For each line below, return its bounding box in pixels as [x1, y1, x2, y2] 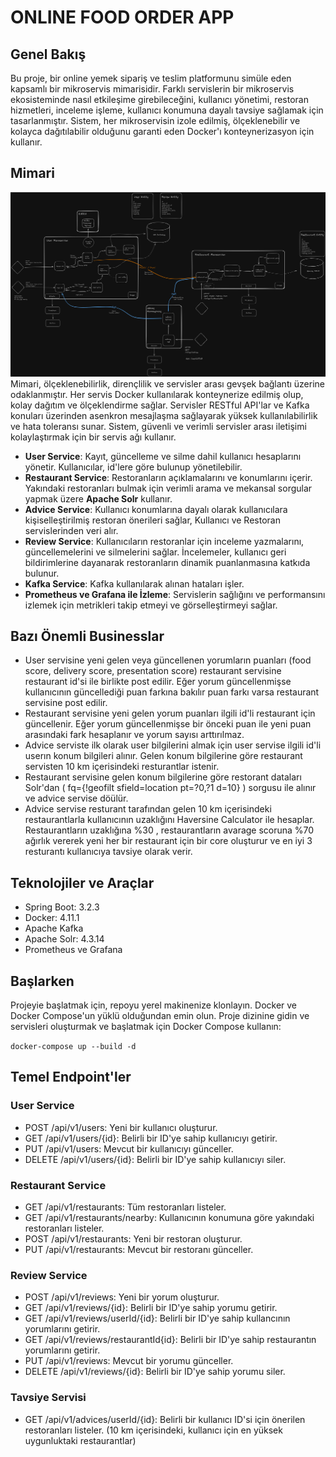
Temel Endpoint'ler [10, 1069, 132, 1086]
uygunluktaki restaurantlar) [24, 1434, 137, 1446]
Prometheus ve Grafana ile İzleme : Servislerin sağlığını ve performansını [24, 588, 326, 600]
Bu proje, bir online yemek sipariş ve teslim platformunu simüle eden [10, 72, 292, 84]
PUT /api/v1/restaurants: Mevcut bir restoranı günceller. [24, 1244, 254, 1256]
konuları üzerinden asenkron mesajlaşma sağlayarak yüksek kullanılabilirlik [10, 409, 318, 421]
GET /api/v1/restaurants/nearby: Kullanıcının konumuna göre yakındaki [24, 1212, 315, 1224]
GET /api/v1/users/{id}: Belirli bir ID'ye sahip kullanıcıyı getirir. [24, 1132, 278, 1144]
